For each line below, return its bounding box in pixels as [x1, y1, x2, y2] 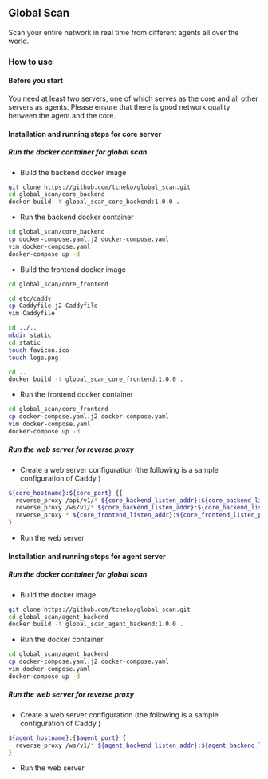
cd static [8, 338, 41, 346]
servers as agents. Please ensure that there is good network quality [8, 102, 231, 111]
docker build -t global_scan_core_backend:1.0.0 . [8, 198, 180, 206]
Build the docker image [19, 589, 97, 599]
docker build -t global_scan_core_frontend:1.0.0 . [8, 375, 183, 383]
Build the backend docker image [19, 167, 127, 177]
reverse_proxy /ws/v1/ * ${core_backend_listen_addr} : [15, 504, 198, 512]
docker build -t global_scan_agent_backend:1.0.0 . [8, 620, 183, 629]
